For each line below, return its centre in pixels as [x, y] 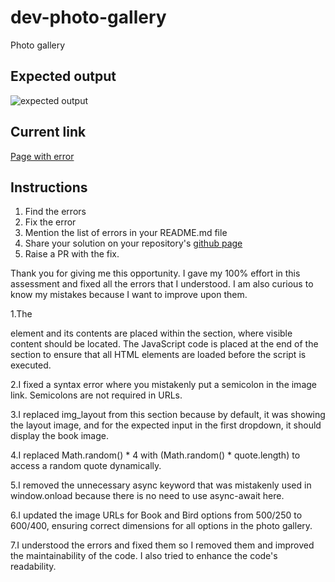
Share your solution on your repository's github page [133, 243]
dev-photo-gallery [88, 17]
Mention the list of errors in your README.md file [126, 233]
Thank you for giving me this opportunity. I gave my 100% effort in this [155, 273]
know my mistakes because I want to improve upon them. [129, 295]
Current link [48, 132]
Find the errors [55, 212]
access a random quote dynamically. [86, 466]
